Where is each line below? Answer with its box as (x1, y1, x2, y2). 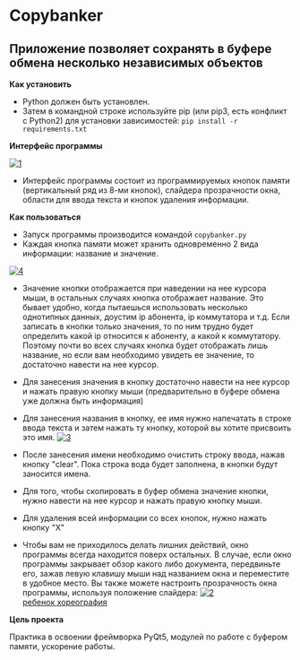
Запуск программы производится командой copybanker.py (21, 230, 247, 239)
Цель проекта (9, 614, 64, 624)
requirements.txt (21, 125, 88, 134)
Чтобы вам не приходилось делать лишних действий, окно (21, 540, 249, 550)
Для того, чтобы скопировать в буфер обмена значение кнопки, (21, 486, 269, 496)
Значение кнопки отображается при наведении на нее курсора (21, 283, 267, 293)
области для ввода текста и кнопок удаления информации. (21, 195, 249, 204)
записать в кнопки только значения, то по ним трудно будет (21, 321, 253, 332)
